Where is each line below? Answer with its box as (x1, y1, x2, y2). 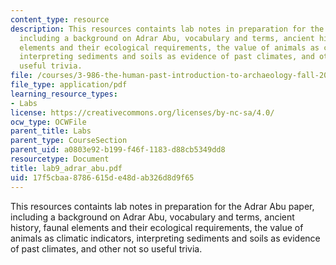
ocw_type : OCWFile (10, 117, 87, 127)
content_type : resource (10, 14, 110, 25)
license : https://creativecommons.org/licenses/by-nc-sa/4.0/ (10, 107, 275, 118)
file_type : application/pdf (10, 80, 128, 90)
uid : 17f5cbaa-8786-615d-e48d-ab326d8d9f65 (10, 172, 195, 183)
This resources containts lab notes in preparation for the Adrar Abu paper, (10, 200, 315, 212)
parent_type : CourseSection (10, 136, 128, 146)
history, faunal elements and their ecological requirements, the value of (10, 221, 304, 233)
